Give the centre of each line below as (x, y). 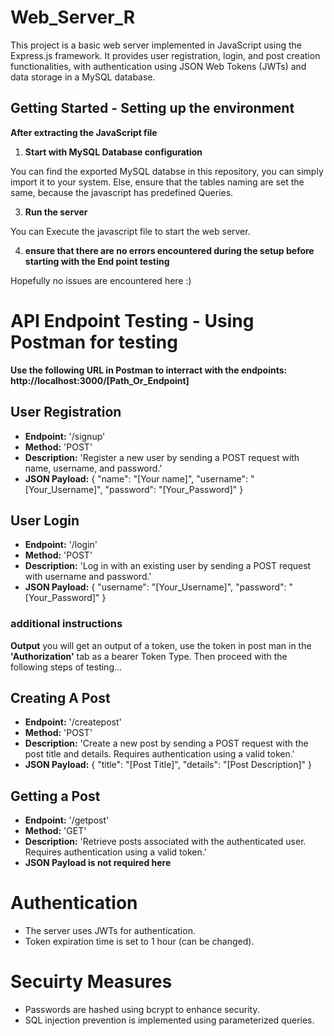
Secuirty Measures (91, 982)
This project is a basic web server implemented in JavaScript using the (156, 45)
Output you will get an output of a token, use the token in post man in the (161, 645)
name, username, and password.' (93, 468)
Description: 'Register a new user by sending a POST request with (162, 457)
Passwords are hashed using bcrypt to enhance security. (142, 1010)
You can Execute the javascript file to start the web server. (130, 231)
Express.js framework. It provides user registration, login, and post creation (165, 55)
